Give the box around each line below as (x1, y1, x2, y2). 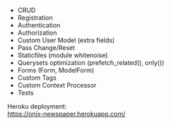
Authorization (17, 28, 58, 37)
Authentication (17, 21, 61, 29)
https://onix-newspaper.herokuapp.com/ (7, 109, 126, 118)
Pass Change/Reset (17, 44, 76, 52)
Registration (17, 13, 53, 22)
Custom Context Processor (17, 81, 97, 89)
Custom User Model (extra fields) (17, 36, 115, 44)
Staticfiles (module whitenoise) (17, 51, 108, 59)
